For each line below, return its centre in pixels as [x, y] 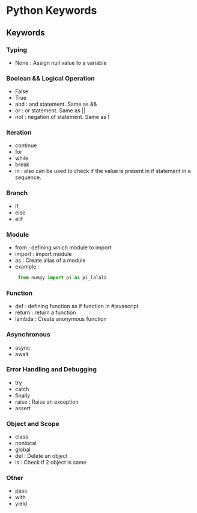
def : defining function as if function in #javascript [77, 306]
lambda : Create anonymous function [61, 319]
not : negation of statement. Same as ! [62, 117]
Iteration [19, 133]
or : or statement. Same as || [50, 111]
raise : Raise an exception [47, 402]
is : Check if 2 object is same [51, 463]
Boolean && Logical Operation [50, 78]
